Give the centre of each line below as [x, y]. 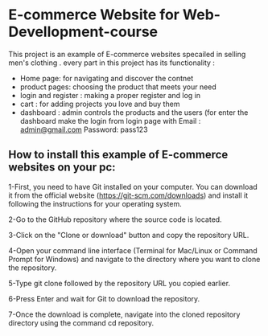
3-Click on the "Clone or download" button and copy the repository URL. [129, 235]
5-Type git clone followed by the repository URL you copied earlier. [120, 283]
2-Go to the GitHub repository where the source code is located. [115, 219]
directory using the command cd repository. [81, 322]
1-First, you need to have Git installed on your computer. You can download [133, 186]
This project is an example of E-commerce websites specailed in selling [127, 54]
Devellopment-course [83, 32]
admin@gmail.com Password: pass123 [84, 129]
